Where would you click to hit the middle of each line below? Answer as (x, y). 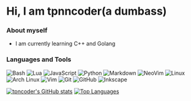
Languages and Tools (39, 59)
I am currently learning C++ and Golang (65, 43)
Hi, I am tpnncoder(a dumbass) (87, 11)
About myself (27, 31)
